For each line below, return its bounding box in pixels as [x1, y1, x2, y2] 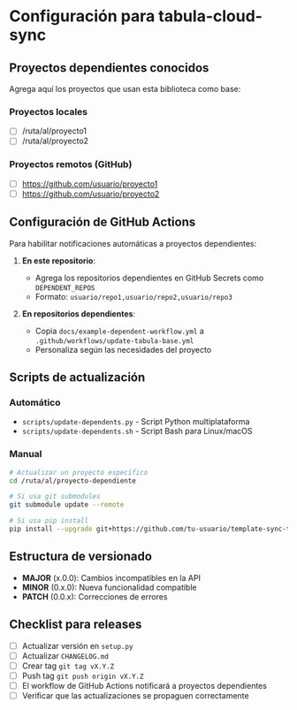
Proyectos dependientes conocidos [9, 60, 209, 75]
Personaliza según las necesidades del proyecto [34, 344, 212, 355]
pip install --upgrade [9, 524, 93, 534]
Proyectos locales [9, 105, 88, 118]
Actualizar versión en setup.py [21, 640, 133, 651]
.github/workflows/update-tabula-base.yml [34, 336, 194, 346]
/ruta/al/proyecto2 [21, 135, 89, 147]
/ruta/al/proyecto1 [21, 126, 87, 136]
